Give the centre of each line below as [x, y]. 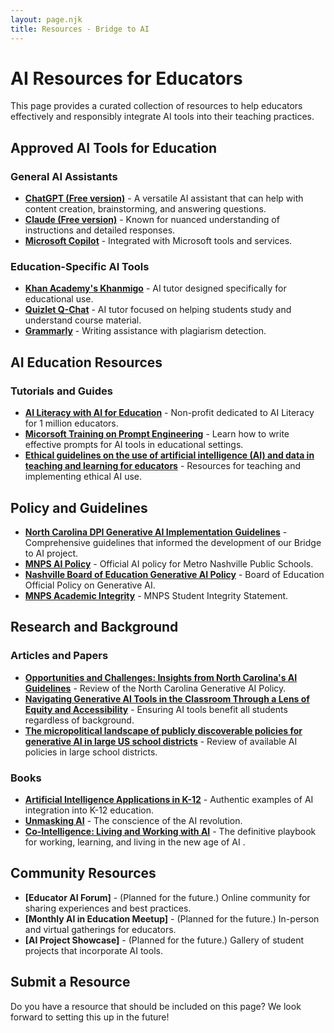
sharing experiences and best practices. [108, 908]
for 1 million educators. [71, 423]
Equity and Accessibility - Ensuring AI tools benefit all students [156, 709]
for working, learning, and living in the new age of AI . [135, 842]
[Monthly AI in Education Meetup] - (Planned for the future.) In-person [172, 918]
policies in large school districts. [91, 752]
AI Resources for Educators [126, 78]
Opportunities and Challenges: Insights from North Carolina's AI [161, 677]
